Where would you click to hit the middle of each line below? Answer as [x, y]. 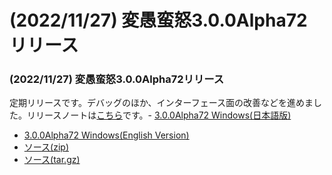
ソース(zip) [46, 147]
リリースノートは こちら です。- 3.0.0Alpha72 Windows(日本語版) [159, 115]
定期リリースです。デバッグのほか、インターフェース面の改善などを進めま [161, 103]
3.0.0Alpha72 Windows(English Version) [106, 135]
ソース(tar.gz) [52, 160]
